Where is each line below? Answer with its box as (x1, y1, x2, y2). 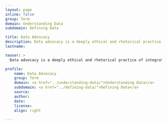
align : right (14, 108, 41, 113)
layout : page (5, 7, 32, 12)
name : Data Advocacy (14, 71, 57, 76)
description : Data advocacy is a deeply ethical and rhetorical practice (5, 39, 162, 45)
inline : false (5, 12, 35, 17)
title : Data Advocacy (5, 35, 50, 40)
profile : (5, 66, 23, 71)
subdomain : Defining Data (5, 26, 59, 31)
